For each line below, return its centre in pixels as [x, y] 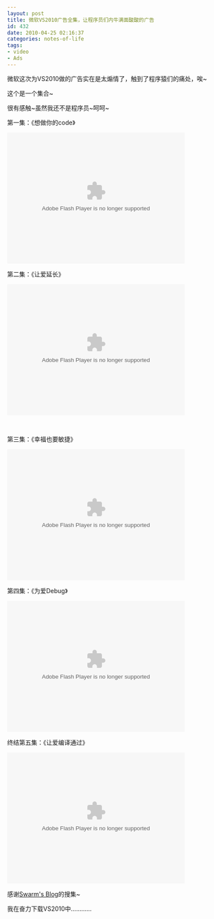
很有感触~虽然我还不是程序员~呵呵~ [58, 108]
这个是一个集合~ [30, 93]
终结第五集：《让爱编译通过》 [48, 742]
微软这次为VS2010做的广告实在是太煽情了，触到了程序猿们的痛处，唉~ [107, 78]
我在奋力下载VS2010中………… [49, 909]
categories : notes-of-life [46, 39]
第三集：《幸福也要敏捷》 [42, 439]
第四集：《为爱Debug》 [38, 590]
